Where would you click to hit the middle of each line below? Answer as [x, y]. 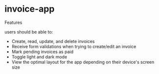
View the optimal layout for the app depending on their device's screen [83, 62]
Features [13, 22]
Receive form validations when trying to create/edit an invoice [74, 46]
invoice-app [30, 9]
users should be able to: [29, 32]
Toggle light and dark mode [39, 56]
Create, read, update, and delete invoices [53, 41]
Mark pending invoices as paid [42, 52]
